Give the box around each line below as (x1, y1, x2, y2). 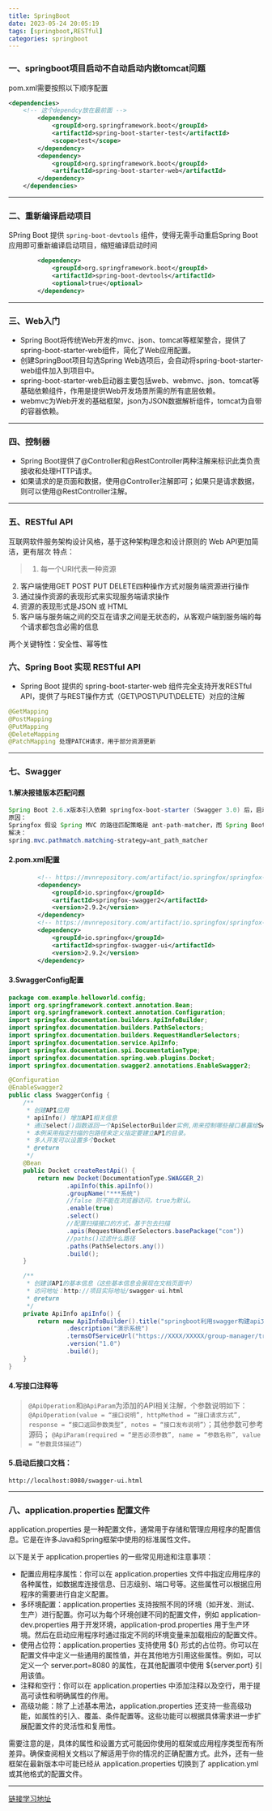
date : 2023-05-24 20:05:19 (8, 19, 100, 28)
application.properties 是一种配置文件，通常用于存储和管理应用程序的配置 (8, 1524, 254, 1534)
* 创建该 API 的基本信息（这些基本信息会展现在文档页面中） (26, 1279, 196, 1287)
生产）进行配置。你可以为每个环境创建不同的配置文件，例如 (19, 1610, 219, 1619)
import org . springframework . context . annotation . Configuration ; (8, 1008, 227, 1017)
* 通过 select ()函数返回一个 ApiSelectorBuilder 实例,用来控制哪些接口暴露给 (26, 1121, 259, 1129)
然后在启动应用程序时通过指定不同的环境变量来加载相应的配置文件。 (34, 1630, 261, 1640)
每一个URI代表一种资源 (40, 563, 117, 573)
